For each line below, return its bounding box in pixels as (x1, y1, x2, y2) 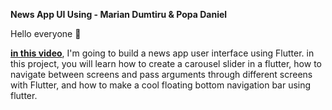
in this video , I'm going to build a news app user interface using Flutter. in (10, 47, 315, 59)
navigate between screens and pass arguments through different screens (10, 69, 313, 80)
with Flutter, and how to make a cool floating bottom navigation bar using (10, 79, 312, 91)
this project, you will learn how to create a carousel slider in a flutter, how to (10, 58, 322, 69)
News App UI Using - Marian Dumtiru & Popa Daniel (10, 9, 228, 20)
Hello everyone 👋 (10, 28, 82, 39)
